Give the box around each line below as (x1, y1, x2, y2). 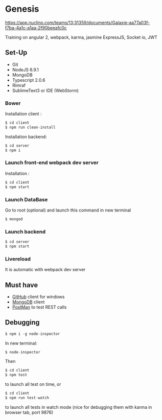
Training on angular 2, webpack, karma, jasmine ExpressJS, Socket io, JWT (5, 34, 158, 40)
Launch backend (5, 228, 46, 235)
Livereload (5, 256, 31, 262)
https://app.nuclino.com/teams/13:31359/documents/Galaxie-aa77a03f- (5, 20, 150, 25)
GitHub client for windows (12, 294, 65, 300)
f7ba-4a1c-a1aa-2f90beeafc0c (5, 24, 67, 30)
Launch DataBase (5, 196, 48, 203)
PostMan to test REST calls (12, 304, 67, 310)
